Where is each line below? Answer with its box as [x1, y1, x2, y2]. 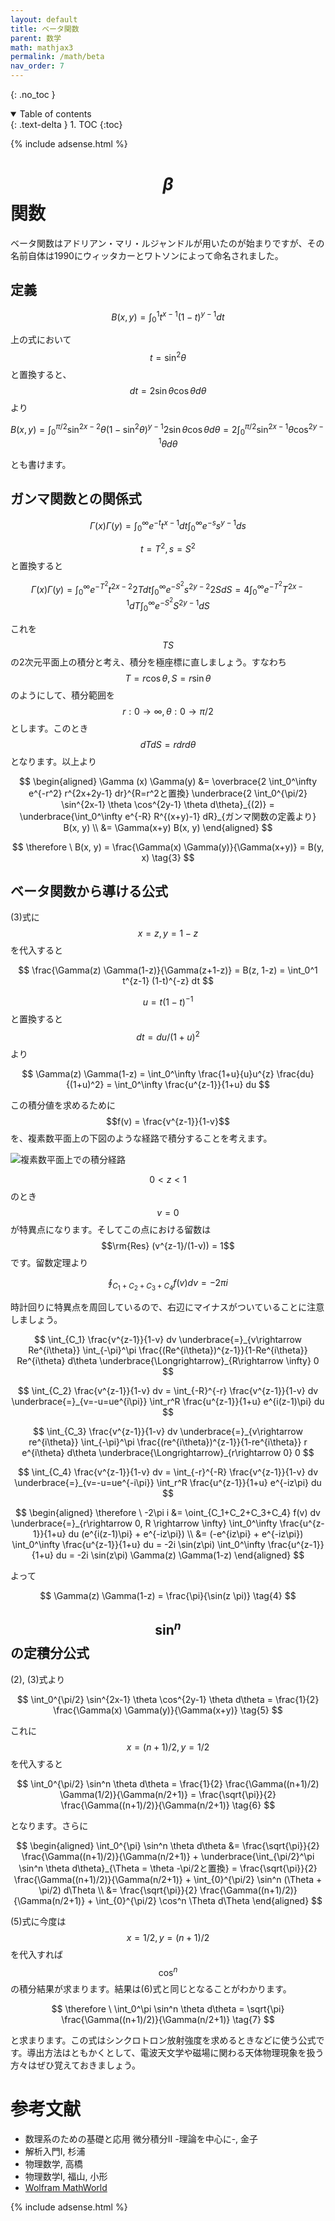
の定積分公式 [10, 1645, 90, 1662]
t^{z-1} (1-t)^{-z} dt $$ [122, 975, 214, 987]
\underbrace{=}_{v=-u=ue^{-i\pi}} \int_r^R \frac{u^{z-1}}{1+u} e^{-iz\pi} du [14, 1476, 322, 1488]
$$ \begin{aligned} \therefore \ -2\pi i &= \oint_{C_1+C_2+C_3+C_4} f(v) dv [15, 1506, 321, 1518]
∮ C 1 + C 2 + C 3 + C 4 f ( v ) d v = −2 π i [108, 1276, 228, 1292]
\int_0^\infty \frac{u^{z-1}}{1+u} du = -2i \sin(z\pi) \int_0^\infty [11, 1538, 266, 1550]
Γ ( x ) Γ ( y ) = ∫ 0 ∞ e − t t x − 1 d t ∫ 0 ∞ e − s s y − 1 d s [89, 517, 247, 534]
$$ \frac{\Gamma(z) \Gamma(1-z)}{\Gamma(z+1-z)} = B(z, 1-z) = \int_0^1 [18, 964, 318, 976]
